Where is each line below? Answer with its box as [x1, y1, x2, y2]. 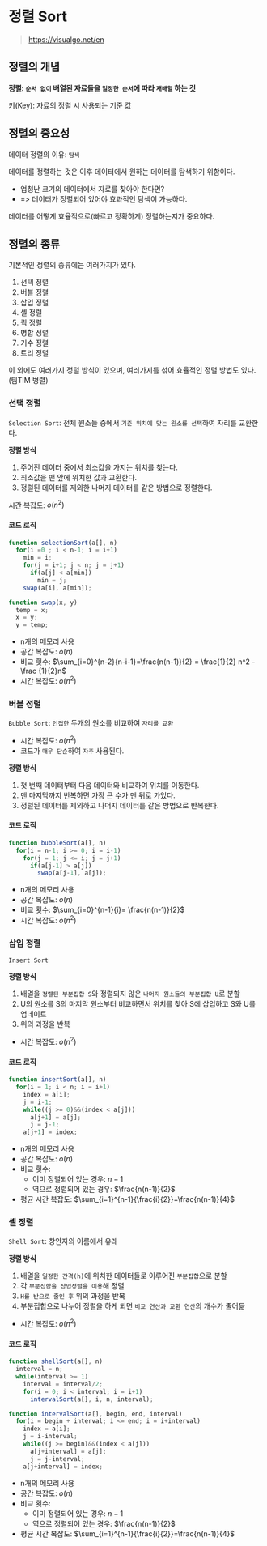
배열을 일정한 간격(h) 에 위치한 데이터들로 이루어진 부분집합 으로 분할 [19, 1271, 228, 1280]
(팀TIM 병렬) [8, 376, 49, 385]
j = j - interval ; [29, 1454, 85, 1463]
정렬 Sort [8, 7, 67, 26]
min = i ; [23, 554, 53, 562]
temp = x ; [15, 606, 49, 614]
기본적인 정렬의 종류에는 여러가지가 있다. [8, 260, 136, 270]
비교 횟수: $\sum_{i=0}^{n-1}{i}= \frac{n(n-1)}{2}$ [19, 905, 185, 915]
